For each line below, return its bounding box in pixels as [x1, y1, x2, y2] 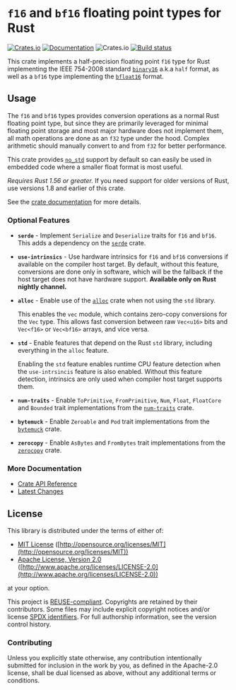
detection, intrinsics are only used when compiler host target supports [17, 375, 223, 383]
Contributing [7, 638, 52, 648]
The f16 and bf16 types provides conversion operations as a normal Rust [7, 111, 219, 119]
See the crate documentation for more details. [7, 197, 141, 206]
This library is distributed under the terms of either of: [7, 527, 164, 535]
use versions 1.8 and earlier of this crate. [7, 184, 126, 192]
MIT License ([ [17, 540, 60, 549]
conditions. [7, 677, 40, 685]
